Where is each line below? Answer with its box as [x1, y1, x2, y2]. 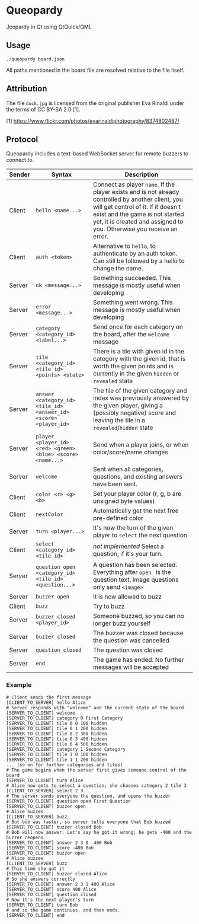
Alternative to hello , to [92, 242, 156, 250]
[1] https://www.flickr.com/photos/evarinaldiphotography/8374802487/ [6, 117, 179, 125]
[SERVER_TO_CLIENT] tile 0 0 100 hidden [6, 720, 108, 727]
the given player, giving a [92, 402, 163, 410]
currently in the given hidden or [92, 369, 179, 378]
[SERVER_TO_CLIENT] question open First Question [6, 798, 131, 804]
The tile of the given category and [92, 387, 188, 395]
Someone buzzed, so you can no [92, 612, 185, 620]
